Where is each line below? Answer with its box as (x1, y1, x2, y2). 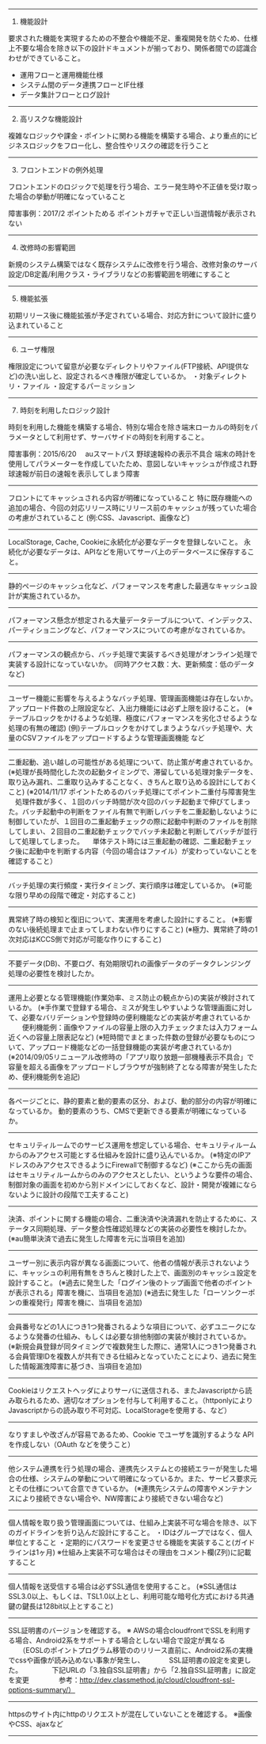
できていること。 (28, 53, 85, 63)
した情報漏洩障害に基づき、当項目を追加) (8, 1362, 142, 1370)
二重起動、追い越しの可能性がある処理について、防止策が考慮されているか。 (8, 758, 257, 766)
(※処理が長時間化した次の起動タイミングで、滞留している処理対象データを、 (8, 767, 258, 777)
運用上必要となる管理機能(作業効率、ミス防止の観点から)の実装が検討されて (8, 993, 256, 1002)
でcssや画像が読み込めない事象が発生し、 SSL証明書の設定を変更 (8, 1655, 245, 1665)
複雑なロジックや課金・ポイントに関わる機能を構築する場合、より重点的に (8, 131, 251, 140)
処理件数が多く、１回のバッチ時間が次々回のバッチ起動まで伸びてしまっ (14, 797, 251, 806)
